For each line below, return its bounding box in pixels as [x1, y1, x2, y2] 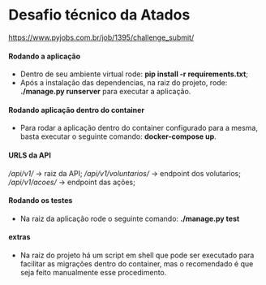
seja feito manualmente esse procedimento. [19, 267, 167, 277]
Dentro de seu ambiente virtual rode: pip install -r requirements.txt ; [19, 69, 249, 79]
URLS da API [8, 150, 51, 160]
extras [8, 232, 31, 242]
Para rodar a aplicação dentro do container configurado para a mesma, [19, 123, 258, 133]
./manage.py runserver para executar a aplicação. [19, 87, 191, 97]
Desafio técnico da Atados [8, 6, 191, 24]
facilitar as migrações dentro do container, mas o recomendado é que [19, 258, 254, 269]
